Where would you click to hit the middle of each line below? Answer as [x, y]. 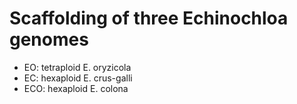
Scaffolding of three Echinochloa [149, 18]
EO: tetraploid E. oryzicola [77, 67]
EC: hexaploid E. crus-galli [78, 78]
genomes [49, 39]
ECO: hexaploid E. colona [76, 88]
